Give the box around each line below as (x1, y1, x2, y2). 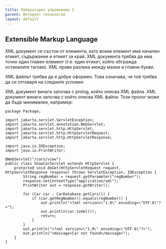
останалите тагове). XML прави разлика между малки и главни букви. (5, 64, 155, 70)
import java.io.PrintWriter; (5, 148, 66, 153)
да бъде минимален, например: (5, 99, 73, 105)
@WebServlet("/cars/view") (5, 157, 61, 162)
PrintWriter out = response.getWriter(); (23, 183, 110, 188)
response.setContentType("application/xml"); (23, 179, 119, 184)
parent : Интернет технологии (5, 12, 66, 17)
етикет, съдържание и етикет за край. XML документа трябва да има (5, 53, 153, 60)
